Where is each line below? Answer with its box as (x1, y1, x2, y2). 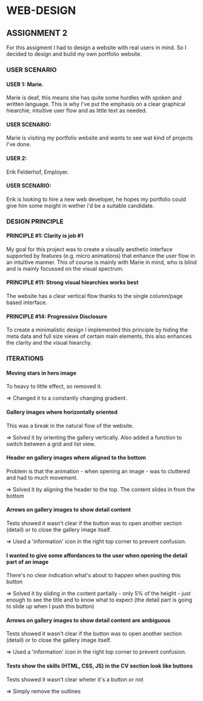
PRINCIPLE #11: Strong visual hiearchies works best (6, 279, 139, 286)
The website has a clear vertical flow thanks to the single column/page (6, 293, 183, 300)
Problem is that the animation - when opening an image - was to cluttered (6, 467, 190, 475)
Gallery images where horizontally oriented (6, 408, 118, 416)
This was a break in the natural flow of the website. (6, 422, 134, 429)
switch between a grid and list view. (6, 440, 96, 447)
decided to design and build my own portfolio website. (6, 50, 142, 58)
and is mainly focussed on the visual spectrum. (6, 265, 124, 272)
